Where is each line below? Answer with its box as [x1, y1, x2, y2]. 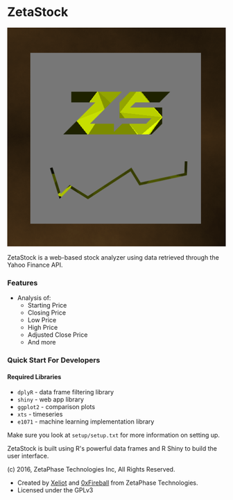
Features [7, 278, 38, 287]
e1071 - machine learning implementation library [17, 417, 155, 426]
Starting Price [27, 301, 67, 310]
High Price [27, 324, 58, 332]
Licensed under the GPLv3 [17, 486, 94, 494]
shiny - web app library [17, 395, 85, 403]
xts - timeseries [17, 410, 63, 419]
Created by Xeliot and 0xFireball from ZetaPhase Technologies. [17, 478, 199, 487]
